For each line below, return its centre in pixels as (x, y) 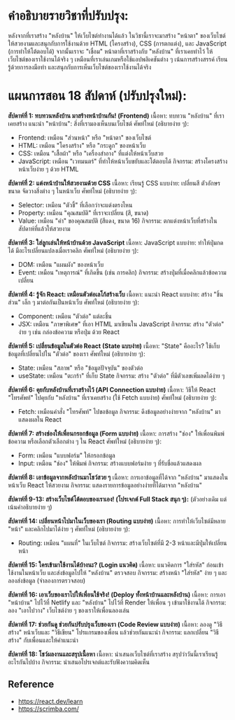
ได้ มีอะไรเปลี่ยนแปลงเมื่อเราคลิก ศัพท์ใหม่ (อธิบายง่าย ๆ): (73, 250)
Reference (31, 685)
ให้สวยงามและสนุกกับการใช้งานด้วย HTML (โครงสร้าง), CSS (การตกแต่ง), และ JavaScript (117, 43)
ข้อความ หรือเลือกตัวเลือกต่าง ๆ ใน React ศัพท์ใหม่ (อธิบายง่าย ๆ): (85, 441)
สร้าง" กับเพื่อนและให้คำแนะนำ (43, 640)
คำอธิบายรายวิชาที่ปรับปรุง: (68, 16)
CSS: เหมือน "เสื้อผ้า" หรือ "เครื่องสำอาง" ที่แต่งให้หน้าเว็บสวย (91, 153)
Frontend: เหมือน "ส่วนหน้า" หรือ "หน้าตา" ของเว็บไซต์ (85, 137)
